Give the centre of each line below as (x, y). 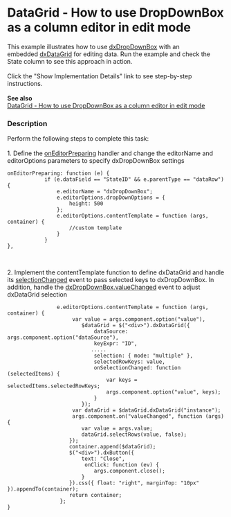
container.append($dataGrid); (112, 447)
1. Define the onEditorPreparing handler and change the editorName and (110, 153)
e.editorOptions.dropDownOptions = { (111, 198)
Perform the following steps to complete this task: (78, 139)
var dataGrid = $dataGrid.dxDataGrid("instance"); (147, 410)
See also (20, 98)
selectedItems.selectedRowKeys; (54, 386)
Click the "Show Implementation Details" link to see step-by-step (100, 76)
